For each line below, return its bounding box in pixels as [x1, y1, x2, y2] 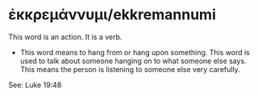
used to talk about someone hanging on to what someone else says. [19, 56, 248, 66]
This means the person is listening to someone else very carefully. [19, 64, 240, 74]
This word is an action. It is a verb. [8, 32, 123, 42]
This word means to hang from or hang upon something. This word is [19, 47, 250, 57]
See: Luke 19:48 [8, 80, 62, 90]
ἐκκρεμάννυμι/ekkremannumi [8, 6, 216, 24]
